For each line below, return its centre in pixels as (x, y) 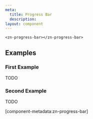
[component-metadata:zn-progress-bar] (47, 111)
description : (23, 19)
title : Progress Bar (31, 14)
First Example (22, 67)
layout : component (24, 24)
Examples (21, 53)
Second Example (26, 90)
